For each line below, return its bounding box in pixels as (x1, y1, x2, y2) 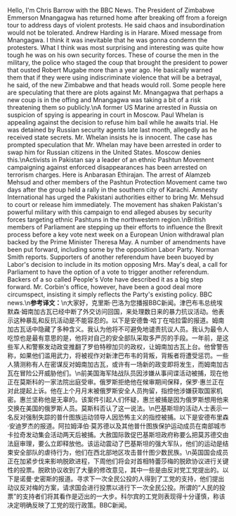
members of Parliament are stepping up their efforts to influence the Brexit (7, 223, 223, 231)
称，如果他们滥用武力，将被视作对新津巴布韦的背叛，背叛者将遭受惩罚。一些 (7, 351, 229, 360)
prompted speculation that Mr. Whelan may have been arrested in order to (7, 141, 222, 149)
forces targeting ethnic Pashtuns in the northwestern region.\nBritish (7, 215, 206, 224)
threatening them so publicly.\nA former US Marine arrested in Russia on (7, 103, 218, 111)
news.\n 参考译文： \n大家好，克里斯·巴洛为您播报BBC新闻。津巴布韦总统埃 (7, 298, 223, 307)
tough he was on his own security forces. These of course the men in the (7, 51, 219, 59)
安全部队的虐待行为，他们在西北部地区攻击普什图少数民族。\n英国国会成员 (13, 448, 229, 456)
